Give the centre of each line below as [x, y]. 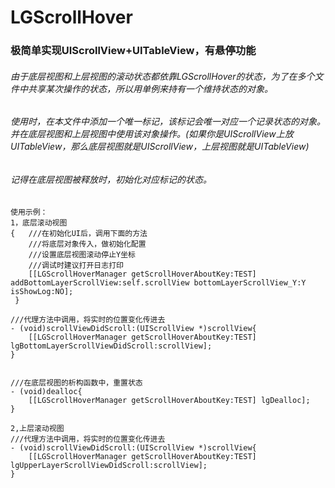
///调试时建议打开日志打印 [76, 265]
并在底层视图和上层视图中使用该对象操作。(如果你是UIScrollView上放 [152, 134]
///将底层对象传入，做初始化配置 [87, 244]
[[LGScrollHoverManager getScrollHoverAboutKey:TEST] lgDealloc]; [169, 400]
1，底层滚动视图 [39, 222]
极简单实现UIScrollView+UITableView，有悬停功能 [133, 51]
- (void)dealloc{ [46, 391]
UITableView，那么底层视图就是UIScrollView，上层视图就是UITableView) [160, 147]
